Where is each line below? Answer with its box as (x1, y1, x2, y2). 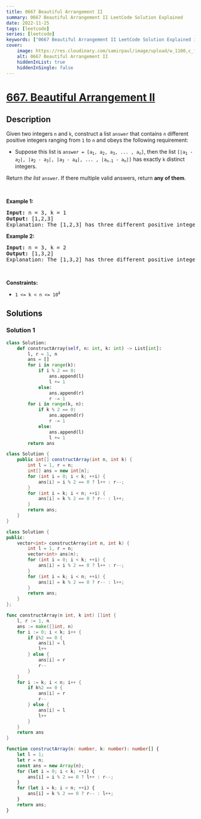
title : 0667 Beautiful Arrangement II (6, 8, 103, 15)
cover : (6, 43, 23, 49)
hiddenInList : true (17, 59, 66, 65)
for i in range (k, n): (28, 401, 84, 407)
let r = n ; (17, 757, 44, 763)
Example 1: (6, 198, 34, 205)
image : (17, 48, 33, 54)
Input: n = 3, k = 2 (6, 244, 67, 251)
